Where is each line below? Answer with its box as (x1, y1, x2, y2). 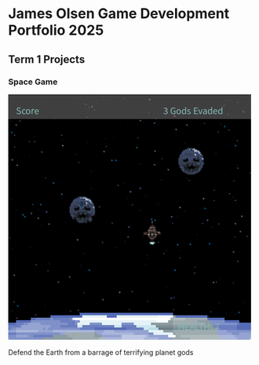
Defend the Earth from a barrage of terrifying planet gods (8, 347, 194, 357)
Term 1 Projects (8, 53, 86, 66)
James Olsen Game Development (8, 5, 230, 23)
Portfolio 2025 (8, 21, 104, 39)
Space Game (8, 76, 58, 87)
